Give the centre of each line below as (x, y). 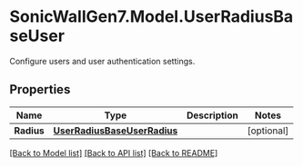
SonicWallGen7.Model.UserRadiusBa (151, 17)
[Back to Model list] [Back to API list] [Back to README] (114, 152)
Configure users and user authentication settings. (102, 61)
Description (212, 115)
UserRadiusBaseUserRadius (116, 131)
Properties (40, 89)
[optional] (268, 131)
